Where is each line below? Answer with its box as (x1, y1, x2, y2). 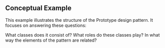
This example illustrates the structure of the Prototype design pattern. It (5, 17, 153, 23)
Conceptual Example (5, 4, 72, 12)
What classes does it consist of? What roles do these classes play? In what (5, 32, 160, 38)
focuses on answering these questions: (5, 22, 87, 28)
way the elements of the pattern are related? (5, 37, 97, 43)
